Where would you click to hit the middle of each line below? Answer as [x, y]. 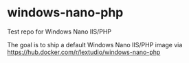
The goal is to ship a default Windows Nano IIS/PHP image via [95, 45]
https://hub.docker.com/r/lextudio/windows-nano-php [84, 52]
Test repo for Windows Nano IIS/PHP [59, 32]
